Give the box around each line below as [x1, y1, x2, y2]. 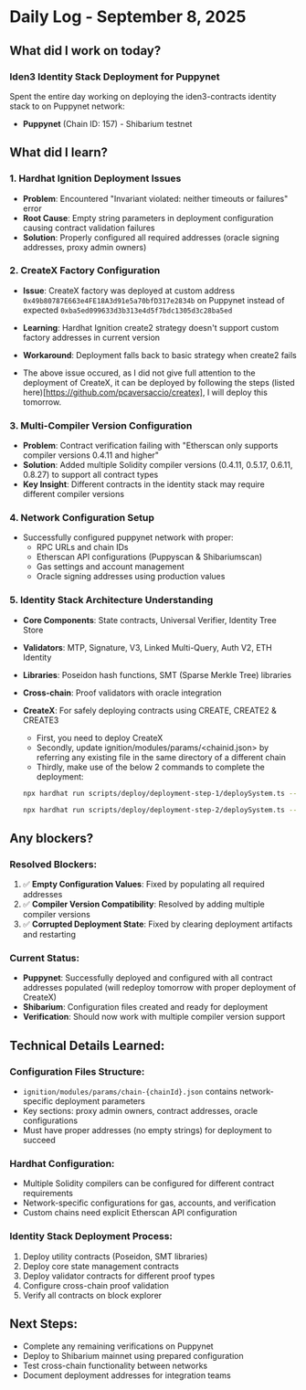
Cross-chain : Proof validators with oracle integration [22, 687, 222, 698]
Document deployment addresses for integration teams [22, 1369, 231, 1381]
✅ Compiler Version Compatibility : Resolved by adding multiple [22, 898, 265, 910]
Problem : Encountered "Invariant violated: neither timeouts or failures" [22, 193, 289, 204]
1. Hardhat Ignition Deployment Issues [9, 172, 182, 185]
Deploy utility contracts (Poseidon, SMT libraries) [22, 1250, 208, 1262]
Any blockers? [9, 830, 94, 846]
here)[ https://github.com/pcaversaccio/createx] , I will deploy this [22, 387, 268, 398]
